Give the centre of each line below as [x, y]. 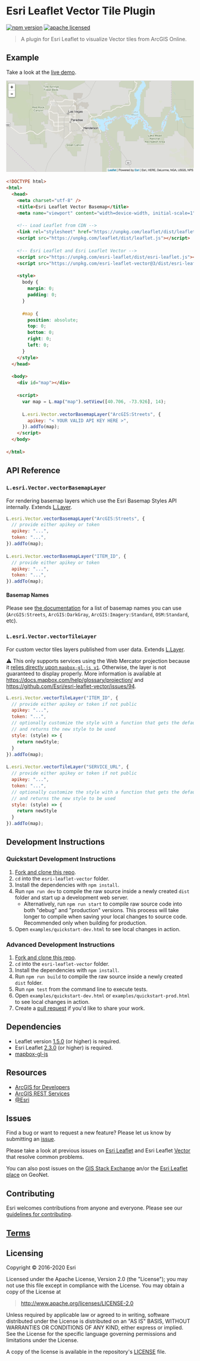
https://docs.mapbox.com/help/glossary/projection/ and [75, 680]
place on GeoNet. [28, 1175]
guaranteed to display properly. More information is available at [84, 673]
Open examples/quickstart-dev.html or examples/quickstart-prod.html [102, 996]
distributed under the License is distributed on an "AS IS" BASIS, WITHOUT [98, 1321]
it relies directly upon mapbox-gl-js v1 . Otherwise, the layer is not [86, 667]
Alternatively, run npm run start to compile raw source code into [103, 904]
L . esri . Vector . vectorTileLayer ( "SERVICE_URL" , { [68, 767]
